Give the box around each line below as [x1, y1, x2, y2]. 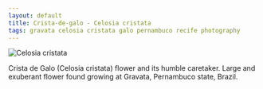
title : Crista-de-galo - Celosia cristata [8, 19, 151, 27]
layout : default [8, 11, 62, 20]
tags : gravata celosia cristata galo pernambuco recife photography [8, 26, 241, 34]
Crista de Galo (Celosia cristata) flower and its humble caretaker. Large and [8, 64, 256, 73]
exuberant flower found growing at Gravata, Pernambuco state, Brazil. [8, 72, 238, 82]
